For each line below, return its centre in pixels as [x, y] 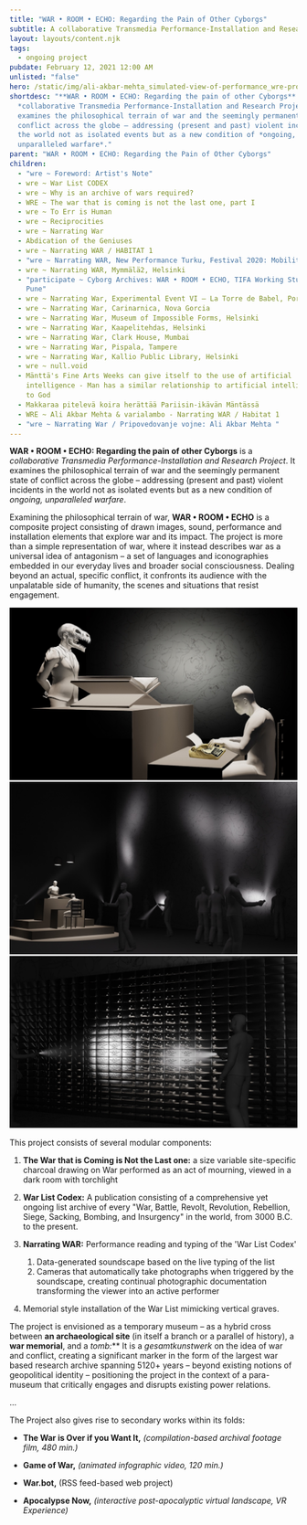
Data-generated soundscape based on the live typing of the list [156, 1262]
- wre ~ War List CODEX [63, 183]
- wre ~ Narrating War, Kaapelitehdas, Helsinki [112, 328]
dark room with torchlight [70, 1180]
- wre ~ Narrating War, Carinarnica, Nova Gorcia [114, 309]
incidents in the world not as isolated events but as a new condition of [141, 490]
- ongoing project [53, 58]
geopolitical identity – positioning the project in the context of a [128, 1375]
